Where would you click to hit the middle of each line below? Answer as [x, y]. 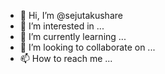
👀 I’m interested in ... [62, 26]
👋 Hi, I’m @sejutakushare [71, 15]
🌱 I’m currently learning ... [73, 36]
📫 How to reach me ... [66, 58]
